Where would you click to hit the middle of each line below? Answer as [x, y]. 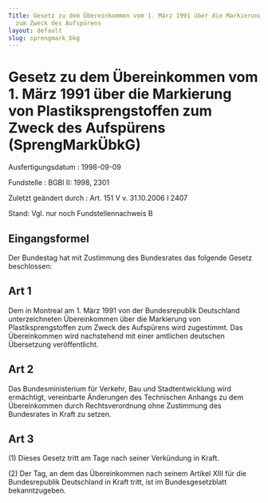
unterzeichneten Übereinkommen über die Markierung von [104, 319]
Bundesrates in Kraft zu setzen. [60, 414]
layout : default [35, 30]
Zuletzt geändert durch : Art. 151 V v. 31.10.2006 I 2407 [98, 198]
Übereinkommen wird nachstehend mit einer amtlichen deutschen [116, 336]
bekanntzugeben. [37, 490]
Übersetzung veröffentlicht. [53, 344]
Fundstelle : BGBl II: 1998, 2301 [59, 183]
